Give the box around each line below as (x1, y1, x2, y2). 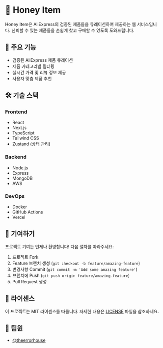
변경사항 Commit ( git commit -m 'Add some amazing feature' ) (12, 266, 137, 272)
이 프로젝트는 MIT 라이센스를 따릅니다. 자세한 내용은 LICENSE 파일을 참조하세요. (5, 308, 159, 314)
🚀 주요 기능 (5, 43, 37, 52)
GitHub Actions (12, 209, 43, 215)
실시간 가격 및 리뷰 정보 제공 (12, 69, 66, 75)
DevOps (5, 192, 25, 199)
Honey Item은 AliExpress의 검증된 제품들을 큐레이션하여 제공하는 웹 (5, 21, 136, 27)
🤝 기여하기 (5, 230, 35, 238)
